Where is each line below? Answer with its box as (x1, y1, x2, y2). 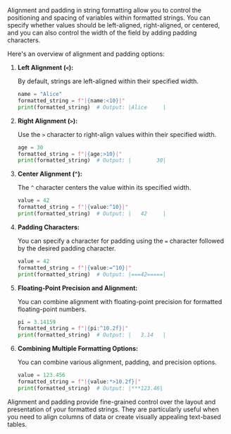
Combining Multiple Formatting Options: (17, 344, 139, 353)
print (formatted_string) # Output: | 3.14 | (17, 332, 167, 339)
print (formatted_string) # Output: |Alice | (17, 104, 167, 111)
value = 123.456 (17, 372, 65, 379)
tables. (7, 420, 27, 428)
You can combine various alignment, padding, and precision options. (17, 358, 217, 366)
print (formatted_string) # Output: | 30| (17, 157, 167, 164)
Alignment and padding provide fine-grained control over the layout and (7, 397, 216, 406)
